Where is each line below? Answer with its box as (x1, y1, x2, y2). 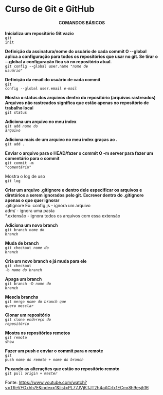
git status (5, 110, 27, 115)
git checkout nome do (5, 246, 49, 251)
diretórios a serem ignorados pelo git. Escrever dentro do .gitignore (5, 192, 144, 198)
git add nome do (5, 124, 38, 129)
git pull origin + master (5, 371, 57, 376)
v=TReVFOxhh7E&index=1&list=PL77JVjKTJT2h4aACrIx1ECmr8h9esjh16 (5, 385, 149, 391)
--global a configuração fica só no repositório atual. (5, 59, 112, 65)
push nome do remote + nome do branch (5, 358, 84, 362)
